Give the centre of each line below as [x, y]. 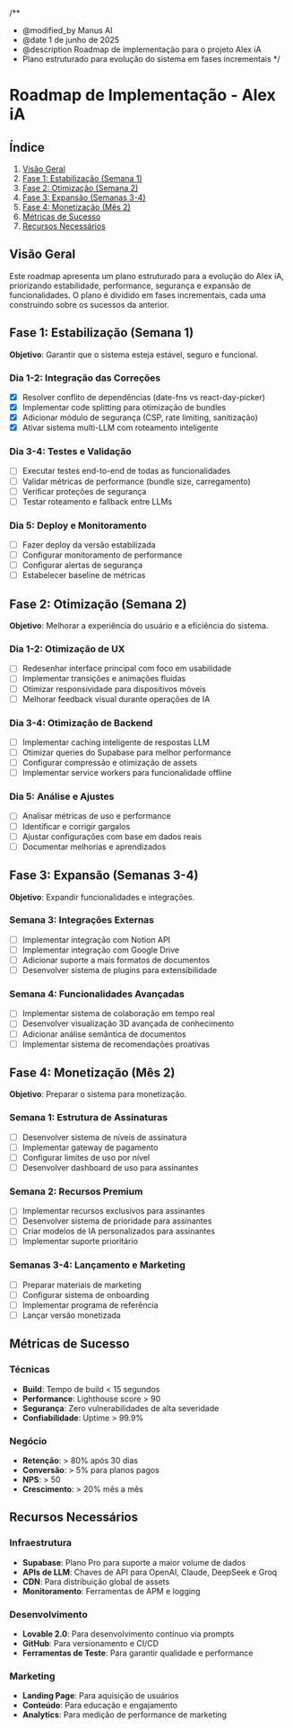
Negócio [28, 1441]
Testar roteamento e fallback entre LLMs [97, 501]
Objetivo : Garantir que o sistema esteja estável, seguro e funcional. [134, 355]
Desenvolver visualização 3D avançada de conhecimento [128, 1023]
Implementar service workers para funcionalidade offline [127, 773]
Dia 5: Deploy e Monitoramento [78, 525]
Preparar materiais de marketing [82, 1285]
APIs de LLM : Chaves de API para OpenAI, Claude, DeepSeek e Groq [150, 1572]
